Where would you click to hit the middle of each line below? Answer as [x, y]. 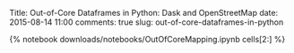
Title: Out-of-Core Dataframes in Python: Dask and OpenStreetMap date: [144, 13]
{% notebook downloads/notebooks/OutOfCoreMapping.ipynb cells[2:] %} [147, 39]
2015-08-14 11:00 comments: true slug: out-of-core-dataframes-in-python [147, 22]
